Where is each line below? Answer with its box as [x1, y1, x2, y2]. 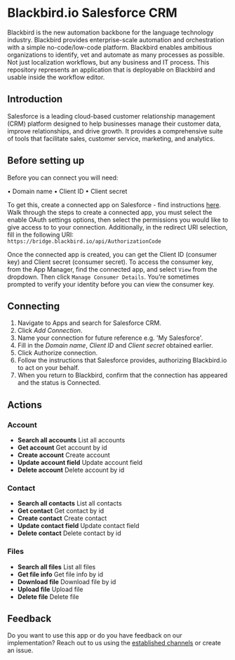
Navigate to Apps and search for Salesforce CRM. [17, 319, 161, 327]
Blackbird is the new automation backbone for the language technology [7, 28, 214, 37]
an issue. [7, 646, 34, 654]
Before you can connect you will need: [7, 173, 119, 182]
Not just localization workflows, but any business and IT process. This [7, 58, 210, 66]
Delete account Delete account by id [17, 466, 125, 475]
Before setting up [7, 154, 85, 166]
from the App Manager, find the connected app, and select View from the [7, 265, 217, 273]
